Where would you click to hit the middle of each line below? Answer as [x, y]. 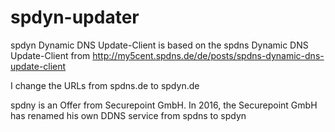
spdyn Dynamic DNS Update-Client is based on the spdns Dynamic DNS [159, 45]
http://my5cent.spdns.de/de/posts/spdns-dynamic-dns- [208, 55]
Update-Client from [50, 55]
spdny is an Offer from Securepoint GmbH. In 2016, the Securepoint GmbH [164, 105]
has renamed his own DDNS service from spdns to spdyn [128, 115]
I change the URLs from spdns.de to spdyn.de [105, 85]
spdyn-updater [75, 17]
